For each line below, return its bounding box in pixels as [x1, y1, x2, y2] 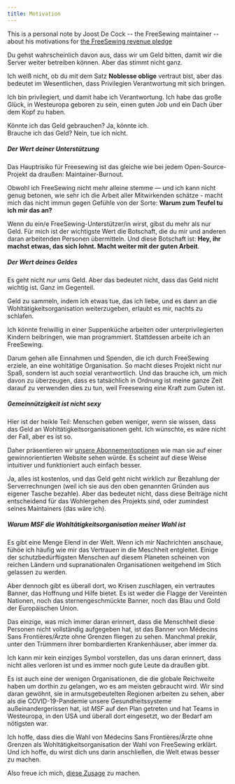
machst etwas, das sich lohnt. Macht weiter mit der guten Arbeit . [7, 241, 200, 250]
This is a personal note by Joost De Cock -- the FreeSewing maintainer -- [7, 29, 219, 38]
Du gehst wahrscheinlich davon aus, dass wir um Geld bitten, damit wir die [7, 51, 222, 59]
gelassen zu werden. [7, 568, 68, 576]
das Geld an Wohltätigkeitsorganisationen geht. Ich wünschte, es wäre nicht [7, 425, 226, 433]
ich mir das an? [7, 206, 52, 214]
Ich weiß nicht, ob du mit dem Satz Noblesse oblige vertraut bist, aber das [7, 72, 222, 80]
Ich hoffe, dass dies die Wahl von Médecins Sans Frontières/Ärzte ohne [7, 733, 213, 741]
